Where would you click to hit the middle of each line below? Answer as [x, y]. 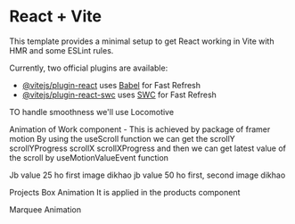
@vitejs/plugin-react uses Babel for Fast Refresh [111, 85]
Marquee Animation [45, 209]
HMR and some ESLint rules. [61, 50]
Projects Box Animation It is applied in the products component [125, 192]
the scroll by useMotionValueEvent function [89, 157]
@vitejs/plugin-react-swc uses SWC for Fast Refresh [119, 95]
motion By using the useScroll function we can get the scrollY [123, 138]
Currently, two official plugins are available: [89, 68]
